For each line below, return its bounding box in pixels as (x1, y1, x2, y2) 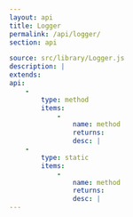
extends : (9, 70, 42, 80)
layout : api (9, 12, 53, 22)
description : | (9, 62, 66, 71)
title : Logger (9, 21, 62, 30)
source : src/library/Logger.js (9, 54, 125, 63)
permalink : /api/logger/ (9, 29, 101, 38)
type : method (41, 95, 90, 104)
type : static (41, 153, 90, 162)
